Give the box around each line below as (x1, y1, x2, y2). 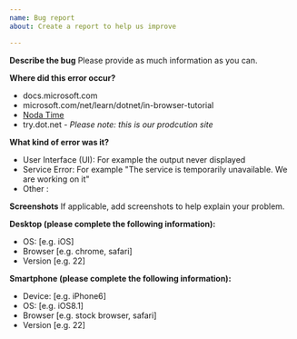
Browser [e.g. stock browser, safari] (22, 310, 157, 321)
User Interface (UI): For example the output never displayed (22, 154, 246, 165)
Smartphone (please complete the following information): (9, 273, 232, 284)
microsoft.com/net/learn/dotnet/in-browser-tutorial (22, 99, 214, 110)
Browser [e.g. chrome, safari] (22, 245, 134, 256)
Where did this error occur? (9, 72, 116, 83)
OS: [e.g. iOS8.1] (22, 300, 84, 311)
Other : (22, 183, 49, 194)
